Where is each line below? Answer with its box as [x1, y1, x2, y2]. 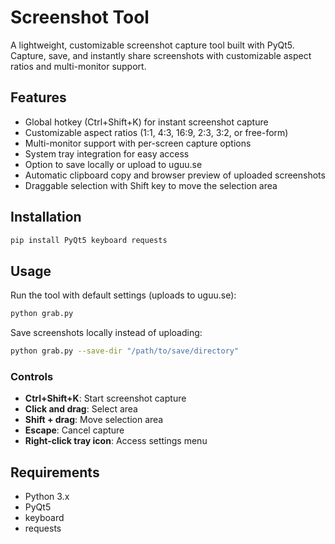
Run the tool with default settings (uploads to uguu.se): [10, 289, 237, 301]
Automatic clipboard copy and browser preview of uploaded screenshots [24, 169, 326, 181]
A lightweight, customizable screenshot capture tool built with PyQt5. [10, 39, 295, 51]
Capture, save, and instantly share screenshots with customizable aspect [10, 49, 312, 61]
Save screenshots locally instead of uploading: [10, 327, 203, 339]
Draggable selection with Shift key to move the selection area [24, 179, 278, 191]
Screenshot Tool [10, 6, 150, 29]
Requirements [10, 464, 100, 481]
